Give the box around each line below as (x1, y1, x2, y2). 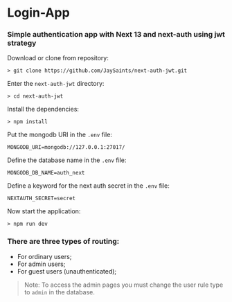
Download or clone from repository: (7, 54, 109, 62)
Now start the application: (7, 207, 81, 215)
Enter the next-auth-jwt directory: (7, 80, 105, 88)
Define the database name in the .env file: (7, 156, 127, 164)
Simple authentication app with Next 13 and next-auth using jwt (7, 30, 225, 39)
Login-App (7, 5, 71, 21)
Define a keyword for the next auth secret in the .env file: (7, 181, 170, 190)
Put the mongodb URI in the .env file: (7, 130, 113, 139)
